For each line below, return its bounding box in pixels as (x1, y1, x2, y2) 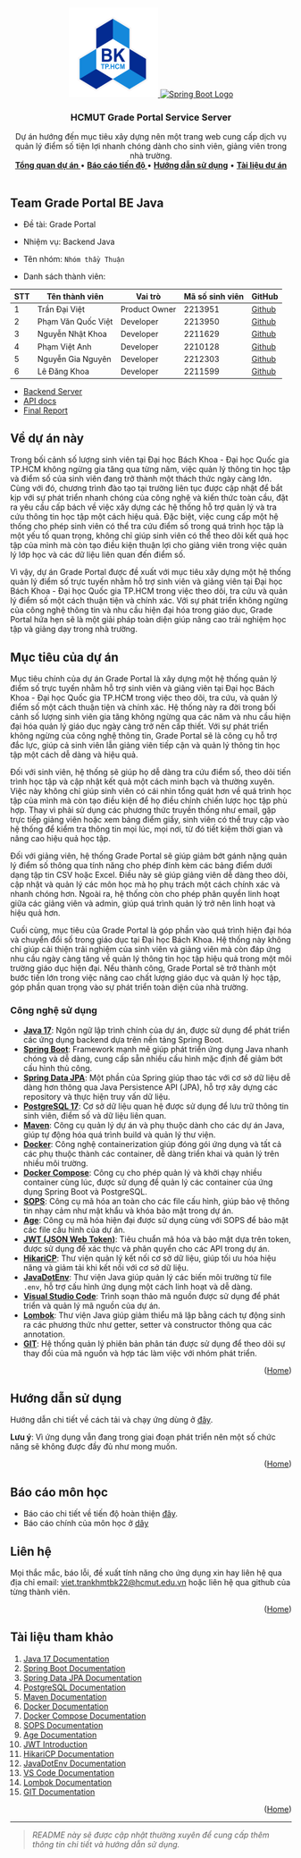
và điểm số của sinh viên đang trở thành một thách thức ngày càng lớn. (10, 473, 272, 485)
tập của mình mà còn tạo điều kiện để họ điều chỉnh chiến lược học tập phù (10, 795, 288, 807)
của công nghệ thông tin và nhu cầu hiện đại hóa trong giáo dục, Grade (10, 604, 273, 615)
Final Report (22, 405, 68, 416)
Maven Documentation (22, 1691, 107, 1702)
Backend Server (22, 385, 83, 396)
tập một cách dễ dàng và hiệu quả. (10, 749, 138, 760)
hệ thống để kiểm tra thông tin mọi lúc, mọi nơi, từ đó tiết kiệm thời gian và (10, 823, 284, 834)
